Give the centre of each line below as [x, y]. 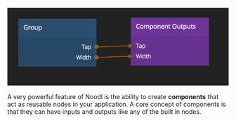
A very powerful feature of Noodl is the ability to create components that [113, 96]
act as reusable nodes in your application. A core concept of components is [117, 104]
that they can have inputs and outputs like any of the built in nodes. [104, 111]
